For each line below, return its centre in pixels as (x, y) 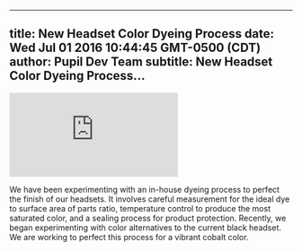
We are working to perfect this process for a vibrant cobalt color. (129, 237)
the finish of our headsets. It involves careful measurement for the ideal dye (150, 199)
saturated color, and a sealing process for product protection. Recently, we (148, 218)
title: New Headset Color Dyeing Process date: (142, 34)
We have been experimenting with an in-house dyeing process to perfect (145, 189)
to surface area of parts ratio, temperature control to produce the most (140, 208)
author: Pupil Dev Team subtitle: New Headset (141, 62)
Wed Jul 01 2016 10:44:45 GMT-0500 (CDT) (135, 48)
